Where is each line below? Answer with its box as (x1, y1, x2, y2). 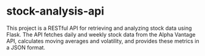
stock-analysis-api (6, 4, 105, 18)
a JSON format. (6, 44, 46, 51)
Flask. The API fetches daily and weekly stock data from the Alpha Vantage (6, 30, 196, 38)
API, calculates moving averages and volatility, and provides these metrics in (6, 37, 199, 44)
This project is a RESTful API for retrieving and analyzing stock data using (6, 24, 192, 32)
